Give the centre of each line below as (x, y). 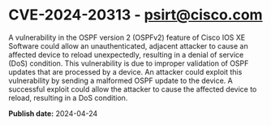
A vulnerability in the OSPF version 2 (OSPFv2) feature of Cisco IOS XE (127, 37)
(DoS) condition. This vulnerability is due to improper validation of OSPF (129, 63)
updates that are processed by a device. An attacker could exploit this (125, 71)
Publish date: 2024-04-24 (53, 113)
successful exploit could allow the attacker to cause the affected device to (133, 89)
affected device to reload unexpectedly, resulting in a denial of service (126, 54)
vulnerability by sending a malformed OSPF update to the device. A (120, 80)
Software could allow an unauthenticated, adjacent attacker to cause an (129, 45)
